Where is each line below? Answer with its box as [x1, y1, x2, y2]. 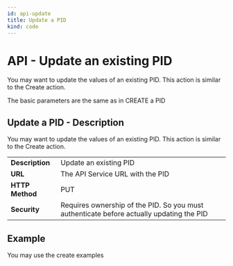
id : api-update [7, 10, 51, 17]
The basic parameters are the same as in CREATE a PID [7, 96, 166, 105]
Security [10, 205, 40, 215]
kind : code [7, 23, 39, 30]
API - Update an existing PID [7, 53, 173, 69]
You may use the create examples [7, 251, 104, 259]
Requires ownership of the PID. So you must [60, 200, 204, 210]
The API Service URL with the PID [60, 169, 170, 179]
